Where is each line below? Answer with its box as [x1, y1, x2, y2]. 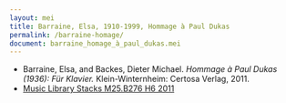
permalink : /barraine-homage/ [9, 30, 125, 39]
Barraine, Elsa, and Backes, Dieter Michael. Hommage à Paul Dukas [22, 64, 278, 75]
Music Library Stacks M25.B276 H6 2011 [22, 83, 175, 94]
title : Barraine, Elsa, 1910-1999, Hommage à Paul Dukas [9, 22, 230, 31]
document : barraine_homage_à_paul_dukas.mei [9, 38, 181, 48]
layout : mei [9, 13, 55, 23]
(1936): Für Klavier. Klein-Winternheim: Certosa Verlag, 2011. [22, 74, 250, 85]
